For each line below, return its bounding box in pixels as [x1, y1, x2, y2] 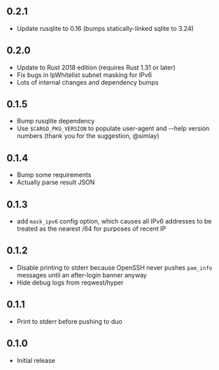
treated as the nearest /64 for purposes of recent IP [16, 224, 167, 233]
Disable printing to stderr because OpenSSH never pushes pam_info [16, 263, 213, 272]
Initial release [16, 356, 55, 364]
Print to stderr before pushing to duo [16, 317, 123, 325]
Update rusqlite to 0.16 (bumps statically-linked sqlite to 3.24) [16, 24, 194, 32]
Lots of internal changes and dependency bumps [16, 78, 159, 86]
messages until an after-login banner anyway [16, 270, 148, 279]
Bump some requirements [16, 171, 92, 179]
